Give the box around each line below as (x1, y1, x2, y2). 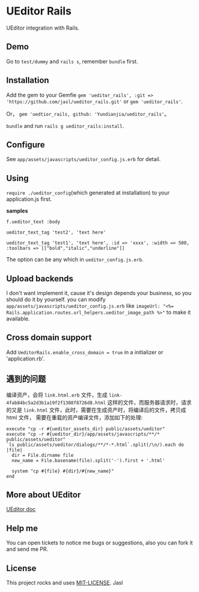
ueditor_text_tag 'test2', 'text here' (6, 229, 106, 236)
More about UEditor (6, 490, 81, 500)
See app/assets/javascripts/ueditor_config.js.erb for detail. (6, 156, 161, 163)
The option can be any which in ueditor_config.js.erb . (6, 256, 144, 263)
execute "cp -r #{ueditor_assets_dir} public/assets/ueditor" (6, 425, 165, 432)
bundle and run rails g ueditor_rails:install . (6, 122, 124, 129)
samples (6, 207, 28, 215)
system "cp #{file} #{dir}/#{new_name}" (11, 468, 114, 474)
